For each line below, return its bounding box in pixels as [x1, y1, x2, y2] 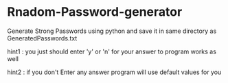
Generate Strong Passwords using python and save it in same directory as [7, 27, 217, 35]
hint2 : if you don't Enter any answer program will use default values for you [7, 68, 222, 76]
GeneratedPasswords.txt [7, 34, 78, 42]
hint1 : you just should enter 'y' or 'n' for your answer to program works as [7, 47, 216, 56]
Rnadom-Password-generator [7, 4, 183, 20]
